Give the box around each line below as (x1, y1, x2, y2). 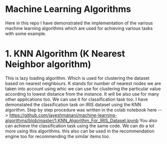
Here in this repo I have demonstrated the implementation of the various (5, 20, 153, 26)
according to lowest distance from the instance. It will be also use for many (5, 91, 160, 97)
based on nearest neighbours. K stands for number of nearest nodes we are (5, 80, 162, 86)
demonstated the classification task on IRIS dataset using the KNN (5, 101, 142, 108)
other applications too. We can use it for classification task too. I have (5, 96, 148, 102)
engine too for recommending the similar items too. (5, 133, 111, 139)
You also (139, 117, 158, 123)
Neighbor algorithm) (5, 59, 91, 70)
